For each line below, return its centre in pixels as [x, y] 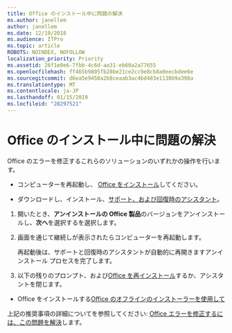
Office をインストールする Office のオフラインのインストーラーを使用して [121, 298]
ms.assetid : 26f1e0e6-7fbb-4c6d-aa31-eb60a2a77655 [82, 65]
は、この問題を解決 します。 [46, 322]
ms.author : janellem [37, 20]
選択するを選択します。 [87, 222]
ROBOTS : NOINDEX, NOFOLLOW [46, 53]
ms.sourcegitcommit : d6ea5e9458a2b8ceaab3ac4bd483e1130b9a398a [100, 78]
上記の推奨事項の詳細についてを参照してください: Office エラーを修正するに [115, 314]
